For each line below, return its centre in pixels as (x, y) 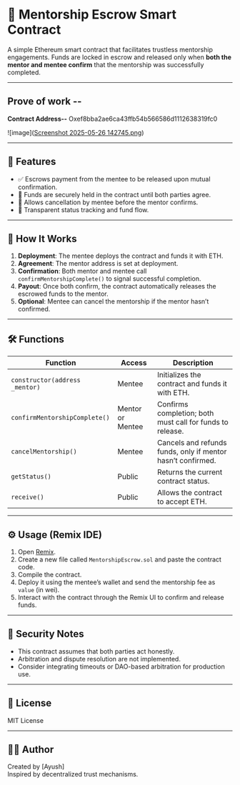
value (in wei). (39, 590)
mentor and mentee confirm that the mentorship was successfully (106, 64)
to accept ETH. (182, 501)
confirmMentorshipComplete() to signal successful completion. (109, 279)
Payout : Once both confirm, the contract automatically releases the (117, 286)
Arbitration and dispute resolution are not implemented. (99, 659)
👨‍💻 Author (31, 750)
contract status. (183, 481)
